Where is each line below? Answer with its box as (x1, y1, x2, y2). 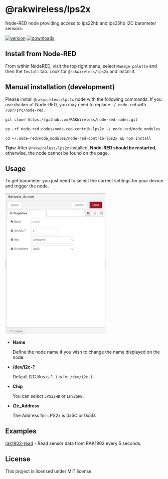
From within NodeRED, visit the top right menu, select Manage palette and (5, 63, 157, 69)
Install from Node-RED (5, 50, 77, 58)
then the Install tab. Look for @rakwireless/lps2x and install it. (5, 68, 136, 74)
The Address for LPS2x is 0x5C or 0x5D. (12, 412, 96, 418)
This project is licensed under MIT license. (5, 468, 93, 474)
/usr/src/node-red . (5, 107, 45, 113)
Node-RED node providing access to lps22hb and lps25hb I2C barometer (5, 20, 156, 26)
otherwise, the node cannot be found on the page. (5, 150, 109, 156)
